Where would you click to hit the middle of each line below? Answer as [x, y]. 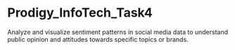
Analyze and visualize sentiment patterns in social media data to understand [118, 32]
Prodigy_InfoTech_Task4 [80, 13]
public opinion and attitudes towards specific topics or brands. [98, 39]
